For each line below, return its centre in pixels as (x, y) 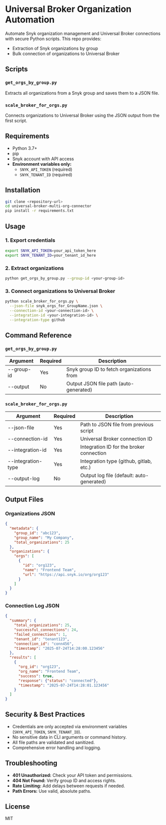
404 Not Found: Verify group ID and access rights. (64, 780)
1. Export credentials (30, 240)
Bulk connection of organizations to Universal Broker (66, 54)
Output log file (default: (107, 476)
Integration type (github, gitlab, (116, 461)
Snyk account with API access (43, 159)
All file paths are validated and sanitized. (53, 742)
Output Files (24, 499)
